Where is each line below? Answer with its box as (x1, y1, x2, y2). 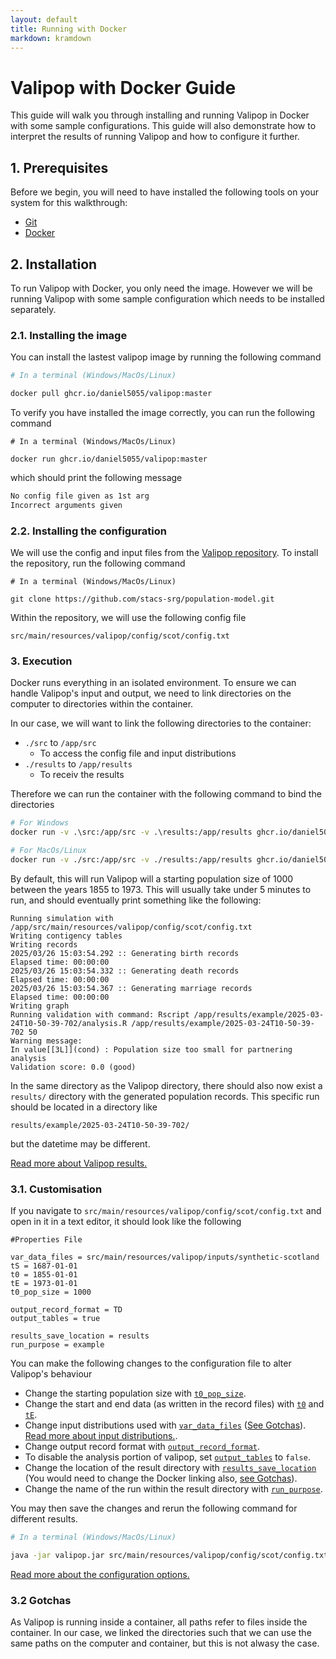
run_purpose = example (10, 1340, 105, 1350)
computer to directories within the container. (10, 698, 194, 710)
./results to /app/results (24, 758, 133, 770)
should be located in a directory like (10, 1101, 158, 1113)
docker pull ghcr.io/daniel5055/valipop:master (10, 389, 213, 399)
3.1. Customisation (10, 1182, 103, 1196)
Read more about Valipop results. (10, 1157, 148, 1169)
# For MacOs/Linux (10, 846, 87, 856)
